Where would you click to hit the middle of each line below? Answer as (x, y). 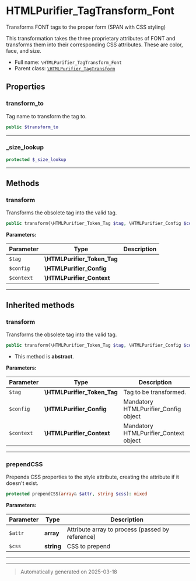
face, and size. (24, 50)
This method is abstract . (44, 356)
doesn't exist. (22, 483)
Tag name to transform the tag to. (46, 116)
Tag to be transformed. (155, 392)
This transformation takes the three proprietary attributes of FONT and (91, 38)
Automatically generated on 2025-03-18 (69, 572)
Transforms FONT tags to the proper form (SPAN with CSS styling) (86, 27)
